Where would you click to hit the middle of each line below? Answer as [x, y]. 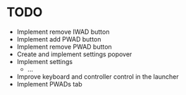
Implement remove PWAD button [64, 46]
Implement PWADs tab [49, 84]
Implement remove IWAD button [63, 32]
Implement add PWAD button [59, 39]
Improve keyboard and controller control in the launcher [98, 76]
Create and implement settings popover [74, 54]
